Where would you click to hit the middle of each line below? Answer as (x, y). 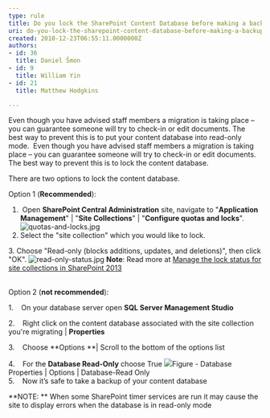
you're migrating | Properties (57, 332)
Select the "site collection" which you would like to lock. (113, 236)
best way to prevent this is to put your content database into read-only (125, 137)
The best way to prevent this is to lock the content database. (108, 163)
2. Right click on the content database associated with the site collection (131, 323)
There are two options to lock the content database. (94, 178)
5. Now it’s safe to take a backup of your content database (108, 381)
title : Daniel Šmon (48, 61)
